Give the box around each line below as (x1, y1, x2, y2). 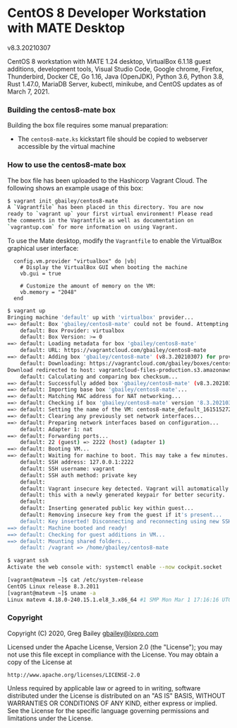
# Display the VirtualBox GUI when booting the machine (20, 263, 188, 271)
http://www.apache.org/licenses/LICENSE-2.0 (7, 671, 140, 678)
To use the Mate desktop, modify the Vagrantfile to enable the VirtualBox (7, 236, 222, 245)
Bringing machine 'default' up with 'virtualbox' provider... (7, 314, 194, 321)
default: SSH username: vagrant (20, 465, 115, 472)
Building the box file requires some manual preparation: (7, 121, 169, 130)
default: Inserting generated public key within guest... (20, 505, 194, 512)
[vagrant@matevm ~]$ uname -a (7, 589, 97, 596)
